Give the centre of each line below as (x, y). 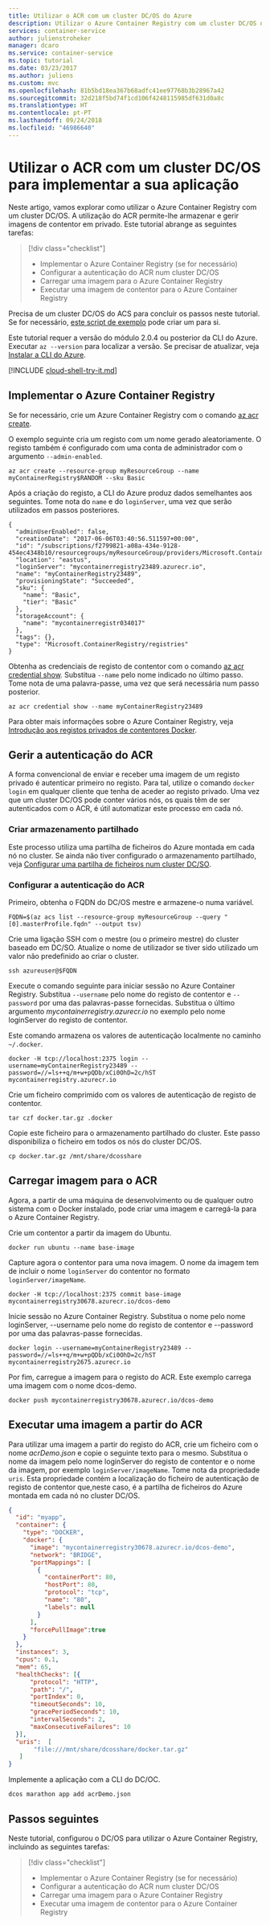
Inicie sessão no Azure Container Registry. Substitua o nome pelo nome (127, 1316)
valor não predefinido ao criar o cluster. (74, 956)
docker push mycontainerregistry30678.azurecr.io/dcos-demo (111, 1400)
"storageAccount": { (50, 616)
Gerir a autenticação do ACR (81, 755)
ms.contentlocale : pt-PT (50, 113)
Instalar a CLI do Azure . (47, 354)
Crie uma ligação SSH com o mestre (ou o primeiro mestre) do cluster (124, 939)
